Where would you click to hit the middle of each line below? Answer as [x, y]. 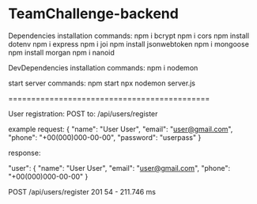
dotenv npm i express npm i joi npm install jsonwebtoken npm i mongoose [128, 43]
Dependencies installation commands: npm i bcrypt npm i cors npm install [129, 36]
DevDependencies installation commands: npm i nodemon [103, 67]
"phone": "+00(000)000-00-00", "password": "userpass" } [105, 137]
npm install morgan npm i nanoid [61, 52]
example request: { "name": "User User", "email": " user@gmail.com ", [121, 129]
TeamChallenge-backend [94, 14]
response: [25, 153]
